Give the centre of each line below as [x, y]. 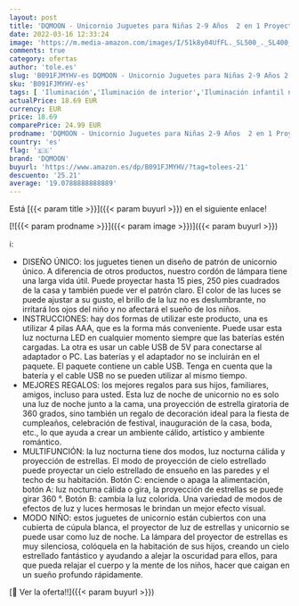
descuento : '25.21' [45, 175]
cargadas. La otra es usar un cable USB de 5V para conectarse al [142, 347]
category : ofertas [43, 59]
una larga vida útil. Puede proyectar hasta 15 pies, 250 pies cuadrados [151, 281]
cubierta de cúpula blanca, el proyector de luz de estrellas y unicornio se [156, 527]
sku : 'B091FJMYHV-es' [49, 84]
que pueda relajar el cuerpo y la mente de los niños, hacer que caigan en [156, 565]
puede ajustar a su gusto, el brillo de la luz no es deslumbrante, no [144, 300]
